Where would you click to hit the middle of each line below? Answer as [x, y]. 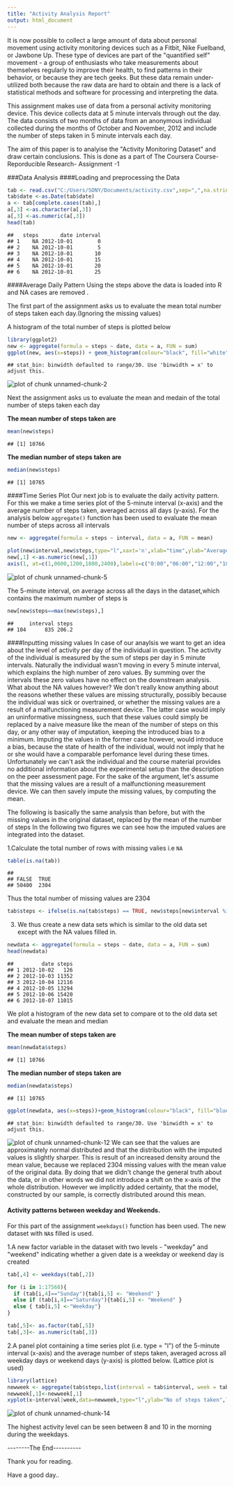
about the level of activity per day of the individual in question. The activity [114, 650]
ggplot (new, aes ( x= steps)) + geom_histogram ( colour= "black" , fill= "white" [118, 353]
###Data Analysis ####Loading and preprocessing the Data [93, 177]
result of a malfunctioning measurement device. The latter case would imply [116, 709]
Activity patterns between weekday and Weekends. [84, 1211]
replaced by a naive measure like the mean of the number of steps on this [113, 724]
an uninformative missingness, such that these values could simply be [108, 716]
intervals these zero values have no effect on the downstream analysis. [109, 679]
